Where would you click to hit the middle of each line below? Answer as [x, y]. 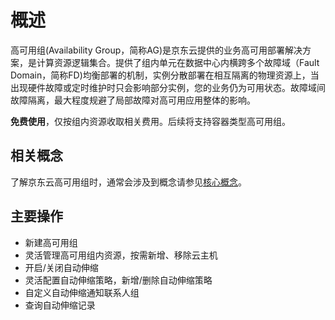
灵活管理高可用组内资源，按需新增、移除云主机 [121, 255]
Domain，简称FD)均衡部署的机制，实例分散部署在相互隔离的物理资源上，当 [165, 75]
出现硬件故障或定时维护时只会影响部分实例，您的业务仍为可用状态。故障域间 [168, 87]
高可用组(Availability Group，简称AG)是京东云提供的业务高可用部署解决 [156, 50]
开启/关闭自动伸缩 [61, 267]
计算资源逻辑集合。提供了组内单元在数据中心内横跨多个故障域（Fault [178, 62]
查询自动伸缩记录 [60, 305]
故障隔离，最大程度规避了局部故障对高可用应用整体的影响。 [133, 100]
